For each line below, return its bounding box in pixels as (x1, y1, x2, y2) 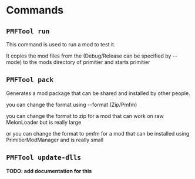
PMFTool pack (6, 76, 54, 84)
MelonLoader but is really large (6, 119, 82, 126)
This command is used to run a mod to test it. (6, 41, 116, 48)
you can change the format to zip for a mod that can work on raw (6, 112, 164, 119)
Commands (6, 4, 64, 17)
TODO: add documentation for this (6, 167, 92, 174)
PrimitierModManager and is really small (6, 136, 104, 143)
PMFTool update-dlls (6, 153, 82, 162)
